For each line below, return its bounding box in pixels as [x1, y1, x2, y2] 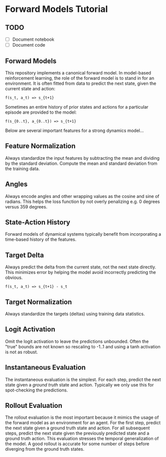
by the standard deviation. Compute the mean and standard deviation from [5, 160, 158, 166]
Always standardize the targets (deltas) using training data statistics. [5, 311, 145, 317]
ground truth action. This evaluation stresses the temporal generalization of [5, 436, 159, 442]
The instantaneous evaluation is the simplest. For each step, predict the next [5, 376, 161, 383]
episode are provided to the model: [5, 109, 77, 115]
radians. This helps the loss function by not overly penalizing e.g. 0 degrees [5, 198, 160, 204]
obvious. [5, 274, 23, 281]
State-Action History [5, 218, 70, 226]
